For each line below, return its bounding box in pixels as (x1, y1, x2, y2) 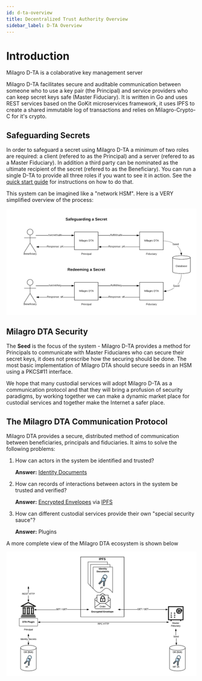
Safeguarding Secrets (6, 130, 90, 140)
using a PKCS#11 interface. (6, 368, 73, 375)
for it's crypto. (11, 113, 47, 120)
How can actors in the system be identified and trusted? (14, 457, 155, 464)
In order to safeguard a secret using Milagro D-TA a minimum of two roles (6, 146, 189, 154)
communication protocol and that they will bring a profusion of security (6, 386, 183, 394)
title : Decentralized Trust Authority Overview (6, 16, 128, 22)
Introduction (6, 49, 70, 63)
